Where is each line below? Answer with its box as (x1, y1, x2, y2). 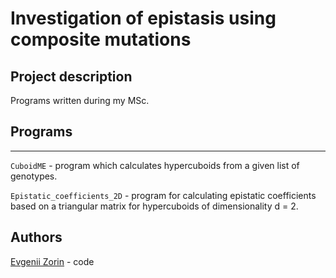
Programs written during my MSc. (10, 95, 150, 106)
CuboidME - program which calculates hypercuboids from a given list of (10, 159, 300, 171)
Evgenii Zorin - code (10, 255, 95, 267)
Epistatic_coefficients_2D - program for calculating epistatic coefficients (10, 189, 317, 201)
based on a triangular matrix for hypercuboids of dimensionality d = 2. (10, 200, 299, 212)
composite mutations (10, 28, 192, 51)
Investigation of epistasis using (10, 7, 277, 30)
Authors (10, 229, 63, 246)
